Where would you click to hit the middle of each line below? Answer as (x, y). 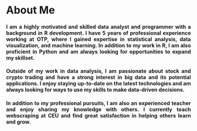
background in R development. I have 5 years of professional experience (98, 33)
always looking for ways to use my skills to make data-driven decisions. (95, 90)
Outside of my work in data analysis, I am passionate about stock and (98, 71)
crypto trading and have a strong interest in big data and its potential (98, 77)
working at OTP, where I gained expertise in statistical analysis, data (98, 39)
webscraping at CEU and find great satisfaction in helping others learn (98, 115)
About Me (30, 10)
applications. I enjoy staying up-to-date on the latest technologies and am (98, 84)
